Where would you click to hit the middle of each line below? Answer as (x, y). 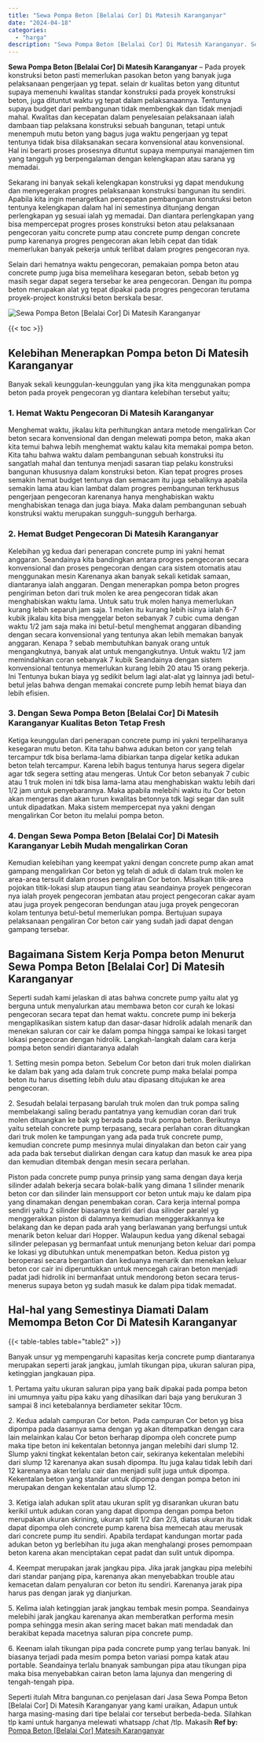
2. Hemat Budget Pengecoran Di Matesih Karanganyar (113, 534)
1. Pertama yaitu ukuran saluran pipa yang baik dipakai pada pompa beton (128, 1389)
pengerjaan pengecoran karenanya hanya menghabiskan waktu (111, 497)
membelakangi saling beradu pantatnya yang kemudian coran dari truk (123, 1111)
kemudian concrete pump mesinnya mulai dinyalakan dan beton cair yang (127, 1145)
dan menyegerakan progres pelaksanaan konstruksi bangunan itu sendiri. (127, 191)
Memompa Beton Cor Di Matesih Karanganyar (123, 1322)
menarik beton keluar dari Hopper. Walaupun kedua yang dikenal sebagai (126, 1235)
